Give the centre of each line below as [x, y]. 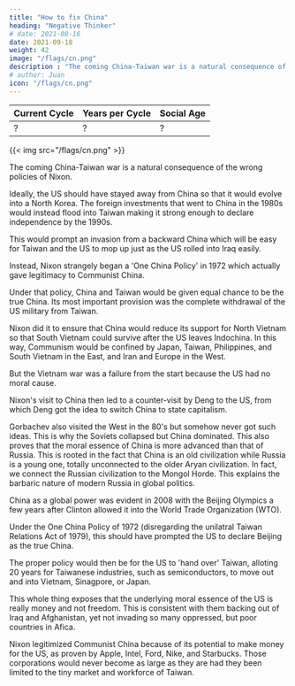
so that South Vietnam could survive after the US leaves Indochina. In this [143, 337]
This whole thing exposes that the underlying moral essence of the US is [141, 598]
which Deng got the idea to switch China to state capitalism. [118, 409]
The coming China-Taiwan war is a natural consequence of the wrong [136, 167]
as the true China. [42, 545]
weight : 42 [29, 50]
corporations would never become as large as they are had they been [136, 663]
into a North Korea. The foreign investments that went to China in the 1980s [146, 203]
